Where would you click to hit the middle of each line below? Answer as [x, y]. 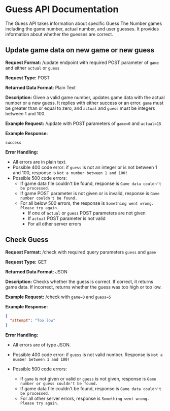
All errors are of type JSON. [42, 345]
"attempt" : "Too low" [33, 321]
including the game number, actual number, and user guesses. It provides [82, 28]
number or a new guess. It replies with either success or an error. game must [84, 103]
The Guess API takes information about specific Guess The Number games [84, 23]
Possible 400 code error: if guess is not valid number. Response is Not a [88, 355]
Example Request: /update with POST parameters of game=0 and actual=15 [83, 123]
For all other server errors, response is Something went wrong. [85, 399]
